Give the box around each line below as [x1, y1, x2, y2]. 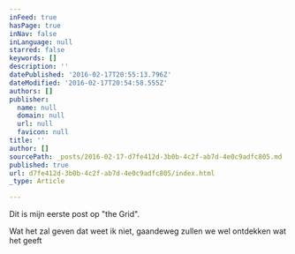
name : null [17, 103, 57, 112]
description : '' [9, 63, 69, 71]
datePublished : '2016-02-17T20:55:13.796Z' [9, 71, 172, 79]
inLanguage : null [9, 37, 73, 47]
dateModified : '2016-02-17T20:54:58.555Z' [9, 78, 168, 87]
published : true [9, 161, 69, 169]
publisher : [9, 94, 49, 104]
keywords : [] [9, 54, 57, 63]
